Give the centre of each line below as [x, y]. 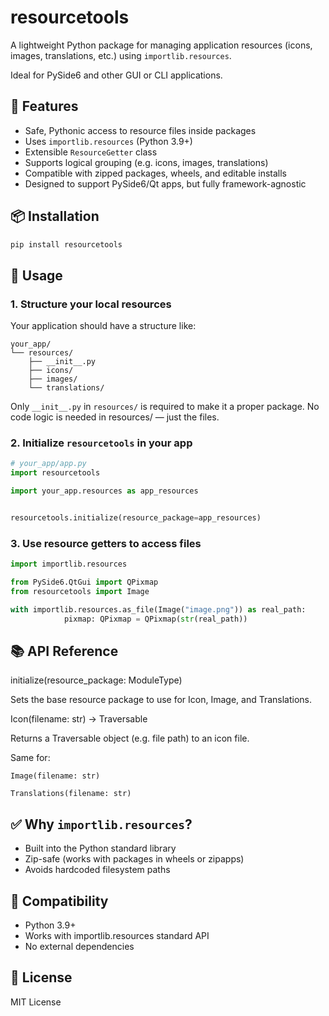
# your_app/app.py [48, 464]
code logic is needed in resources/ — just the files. [115, 417]
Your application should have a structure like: [103, 326]
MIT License [36, 1002]
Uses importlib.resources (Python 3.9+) [108, 141]
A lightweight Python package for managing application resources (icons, [161, 45]
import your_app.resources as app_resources [104, 491]
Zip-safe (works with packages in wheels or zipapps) [134, 859]
